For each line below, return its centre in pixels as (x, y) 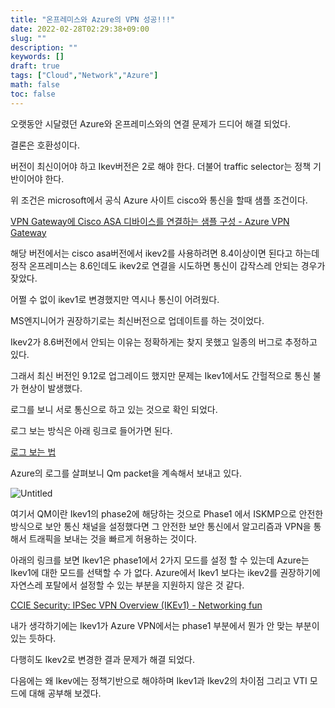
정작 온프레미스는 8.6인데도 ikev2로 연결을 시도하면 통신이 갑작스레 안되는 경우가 (168, 265)
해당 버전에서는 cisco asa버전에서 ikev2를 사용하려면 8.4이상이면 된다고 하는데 (165, 253)
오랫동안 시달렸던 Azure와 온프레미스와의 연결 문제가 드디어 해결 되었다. (150, 123)
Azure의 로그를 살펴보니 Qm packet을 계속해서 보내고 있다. (126, 473)
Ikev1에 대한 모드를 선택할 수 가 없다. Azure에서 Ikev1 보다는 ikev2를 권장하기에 (165, 572)
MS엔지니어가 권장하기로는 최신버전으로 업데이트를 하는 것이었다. (137, 320)
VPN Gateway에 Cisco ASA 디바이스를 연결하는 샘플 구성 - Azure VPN (150, 221)
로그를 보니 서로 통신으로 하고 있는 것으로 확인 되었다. (114, 409)
